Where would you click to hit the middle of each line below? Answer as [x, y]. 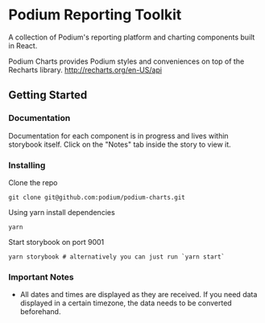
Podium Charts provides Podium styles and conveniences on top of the [126, 61]
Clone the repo [33, 182]
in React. [23, 45]
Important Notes [41, 277]
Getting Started [48, 95]
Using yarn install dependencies [62, 212]
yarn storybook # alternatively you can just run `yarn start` [117, 257]
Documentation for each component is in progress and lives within [118, 135]
